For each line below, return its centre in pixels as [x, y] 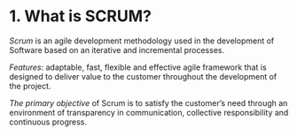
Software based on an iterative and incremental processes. [117, 49]
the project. [30, 86]
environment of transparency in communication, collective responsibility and [149, 112]
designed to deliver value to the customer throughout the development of [143, 76]
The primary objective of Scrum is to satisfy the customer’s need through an [148, 102]
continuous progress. [48, 122]
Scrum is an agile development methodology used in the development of [142, 41]
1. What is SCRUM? [81, 16]
